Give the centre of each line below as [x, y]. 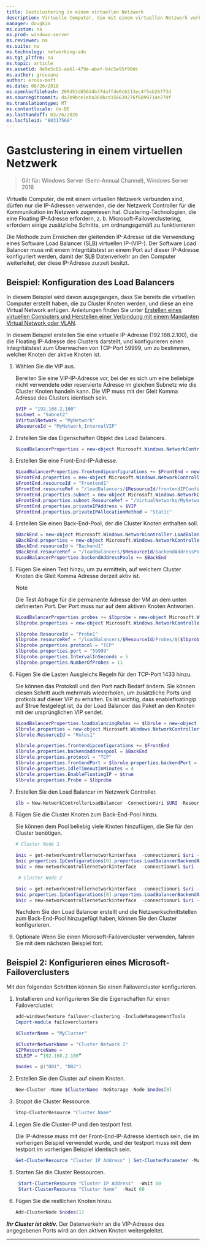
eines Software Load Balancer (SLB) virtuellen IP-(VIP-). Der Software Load [101, 243]
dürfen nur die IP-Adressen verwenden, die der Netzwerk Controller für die [101, 205]
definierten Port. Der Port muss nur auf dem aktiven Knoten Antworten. [105, 606]
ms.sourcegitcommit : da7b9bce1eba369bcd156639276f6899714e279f [89, 97]
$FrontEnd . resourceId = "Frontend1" [62, 484]
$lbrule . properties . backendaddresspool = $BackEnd [81, 751]
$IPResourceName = [39, 1050]
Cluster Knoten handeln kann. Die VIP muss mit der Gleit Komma [97, 391]
